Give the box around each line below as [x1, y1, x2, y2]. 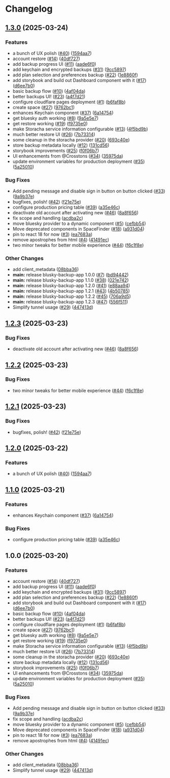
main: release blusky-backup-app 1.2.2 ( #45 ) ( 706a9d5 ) [12, 293, 131, 299]
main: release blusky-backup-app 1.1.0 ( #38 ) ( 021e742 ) [12, 277, 129, 283]
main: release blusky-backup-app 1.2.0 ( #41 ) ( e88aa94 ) [12, 283, 130, 289]
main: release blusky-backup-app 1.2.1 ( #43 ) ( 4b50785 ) [12, 288, 130, 294]
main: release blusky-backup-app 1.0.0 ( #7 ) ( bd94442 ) [12, 272, 129, 278]
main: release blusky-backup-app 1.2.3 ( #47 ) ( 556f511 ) [12, 299, 128, 305]
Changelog [5, 3, 53, 15]
